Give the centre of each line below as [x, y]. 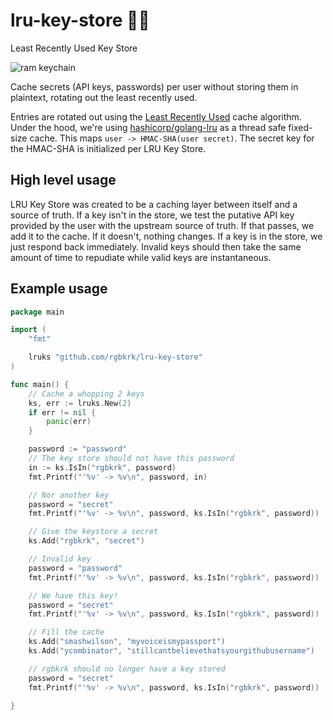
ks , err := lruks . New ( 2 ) [80, 403]
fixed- [300, 127]
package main [37, 312]
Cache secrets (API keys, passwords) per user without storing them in [154, 86]
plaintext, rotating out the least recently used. [104, 97]
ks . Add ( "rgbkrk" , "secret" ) [86, 541]
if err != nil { [62, 412]
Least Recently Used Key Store [74, 48]
